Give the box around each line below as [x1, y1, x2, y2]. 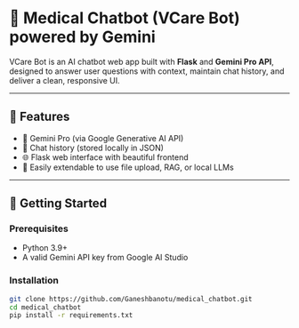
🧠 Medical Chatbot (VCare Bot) [9, 8, 240, 28]
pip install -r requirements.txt [9, 311, 133, 320]
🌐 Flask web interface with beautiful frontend [21, 151, 189, 163]
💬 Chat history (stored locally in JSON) [21, 142, 165, 153]
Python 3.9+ [21, 243, 69, 253]
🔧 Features [9, 109, 70, 124]
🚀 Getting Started [9, 196, 108, 212]
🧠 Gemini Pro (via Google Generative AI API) [21, 132, 184, 143]
